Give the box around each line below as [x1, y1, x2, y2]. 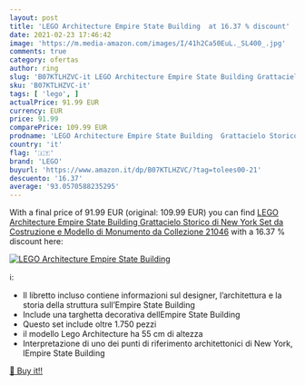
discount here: [9, 236, 64, 247]
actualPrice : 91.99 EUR [9, 97, 100, 107]
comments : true [9, 47, 67, 56]
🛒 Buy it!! [9, 365, 44, 377]
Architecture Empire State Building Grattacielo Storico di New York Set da [9, 217, 284, 228]
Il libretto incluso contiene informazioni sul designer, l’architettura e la [22, 290, 282, 301]
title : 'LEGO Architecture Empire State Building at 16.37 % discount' [9, 22, 290, 31]
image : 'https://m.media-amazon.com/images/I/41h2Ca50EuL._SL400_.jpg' [9, 38, 286, 48]
